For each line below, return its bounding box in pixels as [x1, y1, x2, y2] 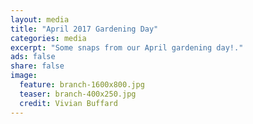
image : [10, 71, 38, 81]
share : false [10, 61, 65, 71]
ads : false [10, 52, 56, 62]
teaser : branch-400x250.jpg [19, 89, 137, 99]
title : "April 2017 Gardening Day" [10, 24, 159, 34]
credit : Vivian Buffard [19, 98, 118, 108]
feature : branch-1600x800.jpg [19, 80, 145, 90]
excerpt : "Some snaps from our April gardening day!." [10, 42, 244, 53]
